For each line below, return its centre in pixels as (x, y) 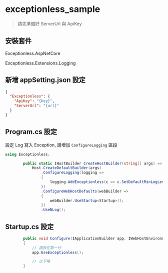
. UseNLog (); (53, 210)
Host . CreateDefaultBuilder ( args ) (66, 168)
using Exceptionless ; (28, 154)
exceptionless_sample (53, 9)
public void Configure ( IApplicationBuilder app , (75, 238)
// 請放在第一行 (46, 248)
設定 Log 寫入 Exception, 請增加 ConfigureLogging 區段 (61, 145)
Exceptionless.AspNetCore (33, 53)
